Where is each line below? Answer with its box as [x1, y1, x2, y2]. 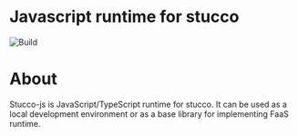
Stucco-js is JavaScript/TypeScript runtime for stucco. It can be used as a [9, 99, 287, 110]
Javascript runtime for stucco [9, 6, 240, 27]
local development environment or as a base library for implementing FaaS [9, 108, 289, 120]
